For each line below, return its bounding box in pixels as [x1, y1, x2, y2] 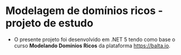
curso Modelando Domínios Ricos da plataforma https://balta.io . [13, 42, 170, 49]
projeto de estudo [5, 16, 94, 30]
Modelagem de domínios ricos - [5, 4, 163, 18]
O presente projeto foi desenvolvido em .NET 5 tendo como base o [13, 36, 176, 43]
